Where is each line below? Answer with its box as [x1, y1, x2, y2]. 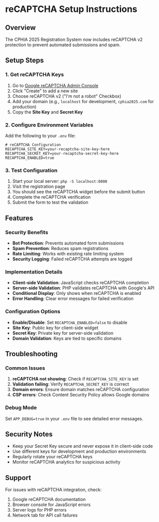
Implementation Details [5, 268, 63, 275]
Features [5, 214, 33, 222]
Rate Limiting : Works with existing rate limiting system [12, 251, 124, 257]
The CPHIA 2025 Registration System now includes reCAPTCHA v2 [5, 36, 143, 42]
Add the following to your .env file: [5, 132, 76, 138]
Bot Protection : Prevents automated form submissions [12, 240, 124, 246]
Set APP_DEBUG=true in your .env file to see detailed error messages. [5, 415, 144, 421]
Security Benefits [5, 229, 49, 236]
